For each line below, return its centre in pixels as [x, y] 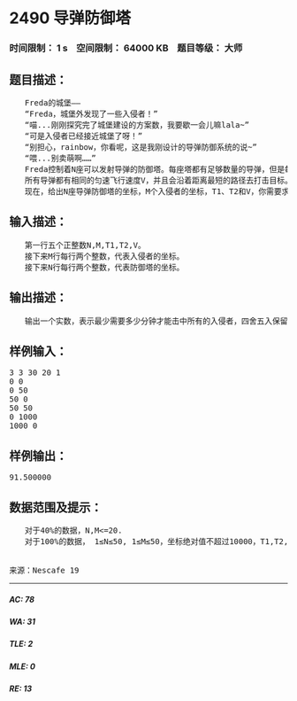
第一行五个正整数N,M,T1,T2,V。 [85, 245]
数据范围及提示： [56, 507]
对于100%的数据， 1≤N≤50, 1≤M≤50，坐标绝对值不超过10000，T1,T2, [156, 541]
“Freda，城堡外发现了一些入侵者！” [91, 113]
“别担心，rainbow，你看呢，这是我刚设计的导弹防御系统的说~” [141, 147]
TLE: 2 [21, 644]
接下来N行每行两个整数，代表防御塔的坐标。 [104, 267]
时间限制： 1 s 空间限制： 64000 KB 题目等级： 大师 [126, 48]
